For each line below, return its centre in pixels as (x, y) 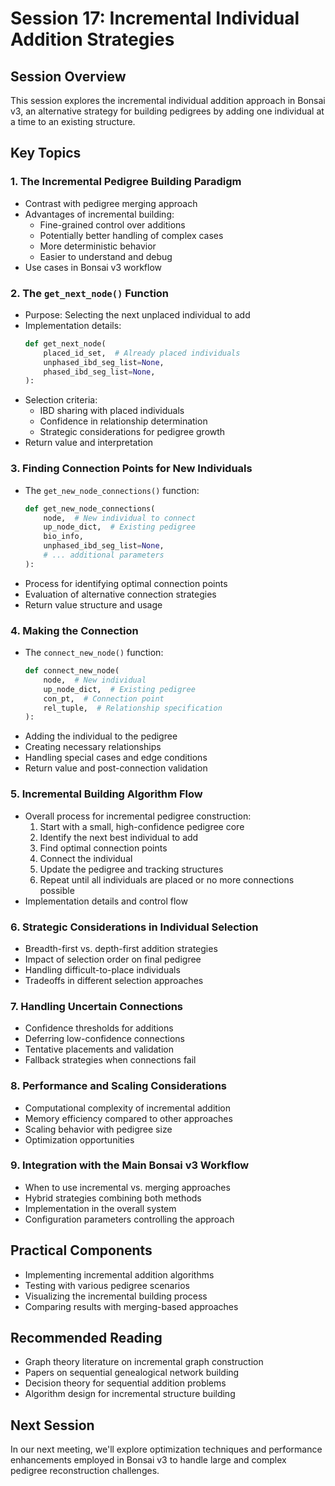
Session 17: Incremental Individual (155, 18)
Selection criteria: (61, 400)
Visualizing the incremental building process (116, 1296)
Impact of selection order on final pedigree (113, 959)
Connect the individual (86, 858)
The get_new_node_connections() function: (112, 490)
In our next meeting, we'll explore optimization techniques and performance (166, 1449)
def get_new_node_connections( (90, 508)
